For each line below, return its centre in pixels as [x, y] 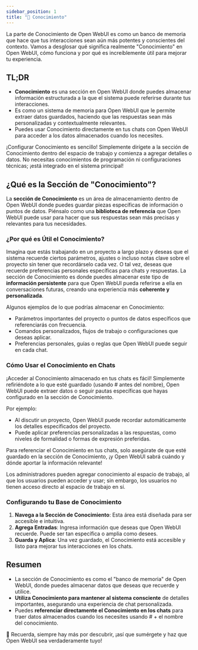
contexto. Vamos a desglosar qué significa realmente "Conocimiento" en [94, 46]
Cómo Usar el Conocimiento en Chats [61, 365]
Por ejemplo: [22, 409]
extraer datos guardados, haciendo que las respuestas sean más [93, 117]
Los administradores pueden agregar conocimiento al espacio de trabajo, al [98, 474]
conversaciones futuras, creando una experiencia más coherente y [88, 289]
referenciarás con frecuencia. [51, 325]
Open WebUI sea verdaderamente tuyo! [54, 641]
